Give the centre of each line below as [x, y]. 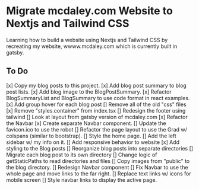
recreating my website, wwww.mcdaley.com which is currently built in [92, 46]
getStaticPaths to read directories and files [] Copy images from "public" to [98, 161]
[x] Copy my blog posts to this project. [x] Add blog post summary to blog [97, 85]
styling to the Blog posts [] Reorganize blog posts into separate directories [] [100, 148]
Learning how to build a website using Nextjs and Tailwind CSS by [87, 40]
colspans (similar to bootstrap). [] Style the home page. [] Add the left [91, 136]
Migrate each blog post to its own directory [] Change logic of [82, 155]
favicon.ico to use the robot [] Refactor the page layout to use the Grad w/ [97, 129]
